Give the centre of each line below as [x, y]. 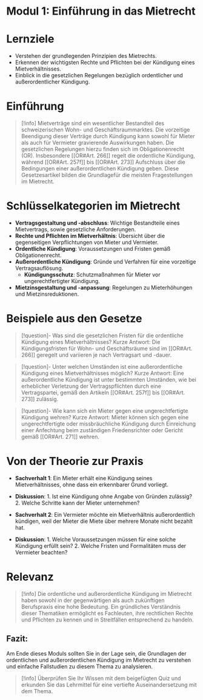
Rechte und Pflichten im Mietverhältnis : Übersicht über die [90, 236]
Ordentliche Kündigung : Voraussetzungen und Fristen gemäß [93, 249]
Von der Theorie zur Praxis [75, 461]
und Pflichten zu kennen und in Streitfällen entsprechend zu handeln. [107, 620]
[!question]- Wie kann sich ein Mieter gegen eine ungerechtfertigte [105, 411]
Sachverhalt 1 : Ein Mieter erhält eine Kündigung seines [84, 478]
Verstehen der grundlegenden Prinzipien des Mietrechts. [86, 56]
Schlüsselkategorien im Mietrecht [93, 206]
